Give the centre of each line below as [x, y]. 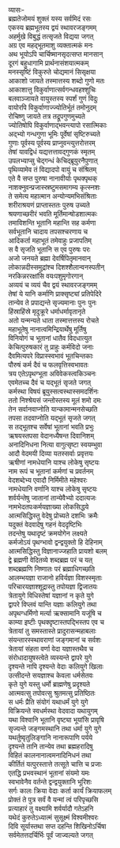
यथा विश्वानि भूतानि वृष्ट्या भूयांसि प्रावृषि [56, 720]
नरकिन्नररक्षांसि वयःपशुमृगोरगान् [46, 276]
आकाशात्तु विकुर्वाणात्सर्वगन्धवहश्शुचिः [52, 90]
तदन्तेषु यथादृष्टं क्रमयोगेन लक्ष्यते [48, 533]
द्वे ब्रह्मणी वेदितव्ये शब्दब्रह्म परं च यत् [51, 560]
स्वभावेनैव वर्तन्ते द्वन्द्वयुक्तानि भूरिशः [50, 782]
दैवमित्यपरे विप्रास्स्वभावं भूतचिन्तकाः [51, 356]
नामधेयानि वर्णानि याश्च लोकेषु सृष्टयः [53, 489]
